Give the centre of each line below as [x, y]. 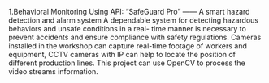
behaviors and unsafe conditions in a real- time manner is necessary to [127, 29]
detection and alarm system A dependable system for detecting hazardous [133, 20]
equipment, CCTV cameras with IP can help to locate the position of [122, 54]
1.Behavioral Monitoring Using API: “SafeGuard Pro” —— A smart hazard [129, 12]
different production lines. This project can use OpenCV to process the [127, 63]
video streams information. [54, 71]
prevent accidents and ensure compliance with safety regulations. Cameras [135, 37]
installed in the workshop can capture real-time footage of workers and [128, 46]
